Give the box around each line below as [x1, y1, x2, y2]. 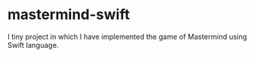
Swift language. [7, 40, 59, 49]
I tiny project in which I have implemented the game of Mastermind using [7, 32, 248, 41]
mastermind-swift [7, 6, 130, 24]
